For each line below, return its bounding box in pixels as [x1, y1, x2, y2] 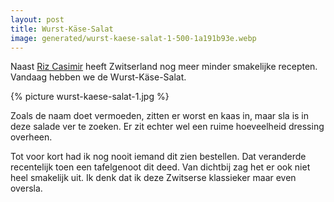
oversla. [10, 182, 43, 195]
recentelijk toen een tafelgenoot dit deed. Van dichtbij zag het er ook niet [10, 161, 311, 173]
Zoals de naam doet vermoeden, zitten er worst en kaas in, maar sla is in [10, 110, 310, 122]
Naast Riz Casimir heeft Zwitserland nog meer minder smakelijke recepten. [10, 61, 318, 73]
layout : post [10, 14, 65, 25]
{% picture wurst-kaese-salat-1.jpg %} [10, 91, 170, 103]
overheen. [10, 131, 53, 143]
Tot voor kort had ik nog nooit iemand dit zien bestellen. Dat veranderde [10, 151, 307, 163]
